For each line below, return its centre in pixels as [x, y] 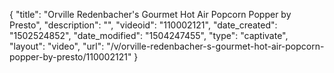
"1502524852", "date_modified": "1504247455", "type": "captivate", [149, 35]
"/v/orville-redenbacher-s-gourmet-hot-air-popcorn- [215, 46]
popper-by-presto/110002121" [70, 57]
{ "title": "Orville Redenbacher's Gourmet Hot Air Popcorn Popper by [150, 14]
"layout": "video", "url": [57, 46]
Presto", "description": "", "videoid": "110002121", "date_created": [143, 25]
